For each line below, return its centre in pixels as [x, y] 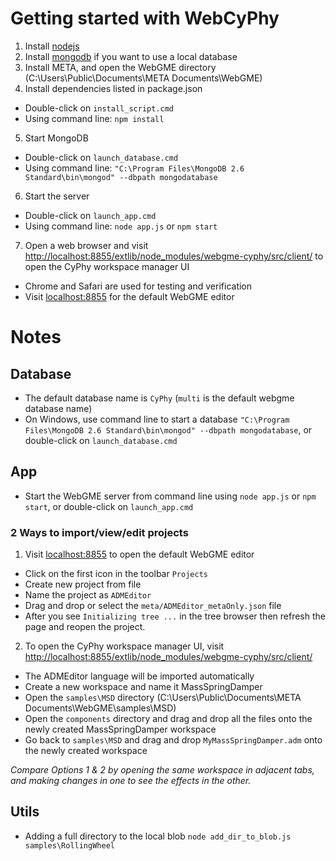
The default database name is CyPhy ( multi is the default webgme [159, 398]
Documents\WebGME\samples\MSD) [100, 708]
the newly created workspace [86, 751]
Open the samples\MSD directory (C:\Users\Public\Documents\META [163, 698]
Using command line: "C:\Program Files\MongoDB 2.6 [134, 168]
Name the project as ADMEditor [88, 595]
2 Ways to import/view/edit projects [99, 532]
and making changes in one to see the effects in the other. [131, 781]
